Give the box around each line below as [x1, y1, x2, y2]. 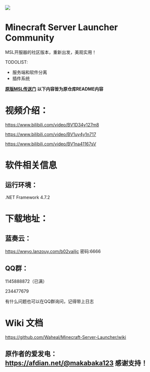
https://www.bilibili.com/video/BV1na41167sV [5, 141, 96, 147]
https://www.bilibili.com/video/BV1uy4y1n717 [5, 131, 96, 137]
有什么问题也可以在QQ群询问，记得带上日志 [5, 298, 94, 304]
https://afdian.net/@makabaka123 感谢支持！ [5, 359, 148, 368]
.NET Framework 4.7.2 [5, 194, 50, 200]
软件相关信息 [5, 160, 58, 171]
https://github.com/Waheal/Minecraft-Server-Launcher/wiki [5, 334, 126, 340]
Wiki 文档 [5, 317, 43, 329]
